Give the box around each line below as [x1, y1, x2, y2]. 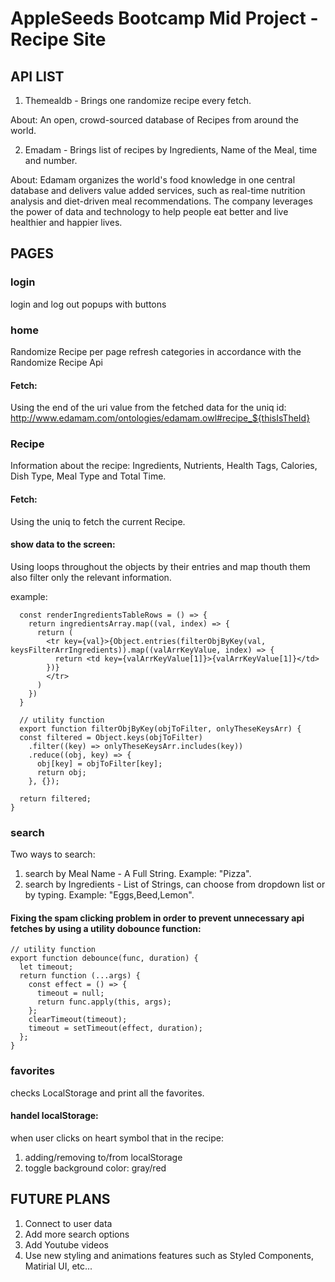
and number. [24, 155, 78, 166]
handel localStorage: [10, 1110, 99, 1122]
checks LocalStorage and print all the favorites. [10, 1087, 205, 1099]
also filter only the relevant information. [10, 571, 172, 583]
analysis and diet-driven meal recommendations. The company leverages [10, 195, 313, 207]
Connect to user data [24, 1217, 113, 1229]
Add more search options [24, 1228, 130, 1240]
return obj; [36, 767, 87, 777]
